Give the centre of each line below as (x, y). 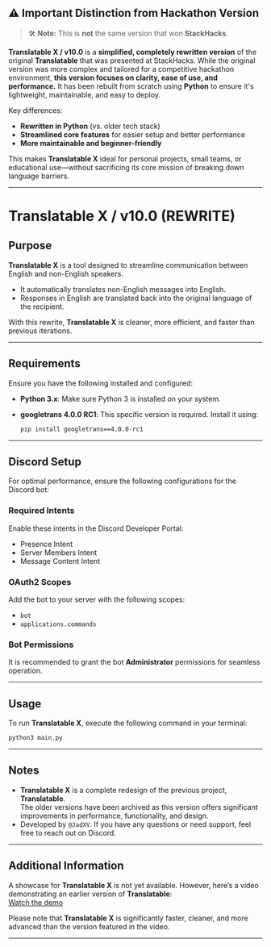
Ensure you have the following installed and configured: (101, 383)
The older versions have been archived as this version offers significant (139, 807)
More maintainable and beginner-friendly (91, 143)
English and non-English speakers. (66, 273)
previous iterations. (40, 331)
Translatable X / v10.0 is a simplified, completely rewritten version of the (132, 52)
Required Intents (42, 511)
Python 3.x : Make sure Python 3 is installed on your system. (120, 398)
